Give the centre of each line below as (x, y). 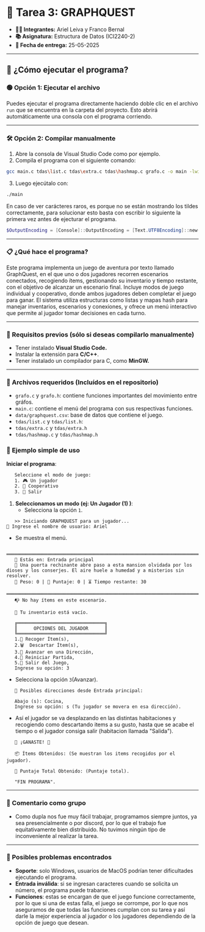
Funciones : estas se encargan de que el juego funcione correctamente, (106, 897)
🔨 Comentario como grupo (46, 803)
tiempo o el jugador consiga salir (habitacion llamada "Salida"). (94, 731)
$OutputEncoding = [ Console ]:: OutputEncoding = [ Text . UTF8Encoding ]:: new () (105, 230)
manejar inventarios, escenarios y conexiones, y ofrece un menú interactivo (102, 306)
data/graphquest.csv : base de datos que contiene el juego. (89, 415)
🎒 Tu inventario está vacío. (51, 613)
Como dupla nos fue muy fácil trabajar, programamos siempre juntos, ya (106, 816)
